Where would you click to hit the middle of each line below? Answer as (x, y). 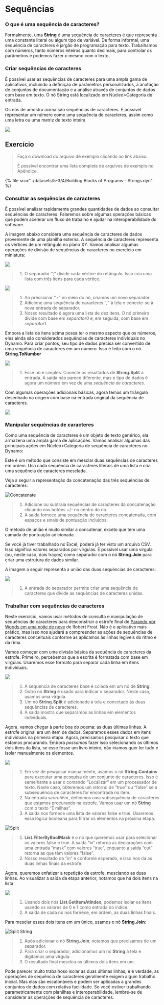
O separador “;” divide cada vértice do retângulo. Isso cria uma (88, 273)
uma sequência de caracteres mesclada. (46, 471)
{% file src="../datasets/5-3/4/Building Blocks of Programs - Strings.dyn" (79, 180)
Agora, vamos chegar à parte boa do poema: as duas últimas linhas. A (76, 727)
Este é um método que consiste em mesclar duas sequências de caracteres (82, 460)
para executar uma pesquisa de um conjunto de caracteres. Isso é (91, 777)
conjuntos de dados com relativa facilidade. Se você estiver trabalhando (78, 987)
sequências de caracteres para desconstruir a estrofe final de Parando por (80, 622)
